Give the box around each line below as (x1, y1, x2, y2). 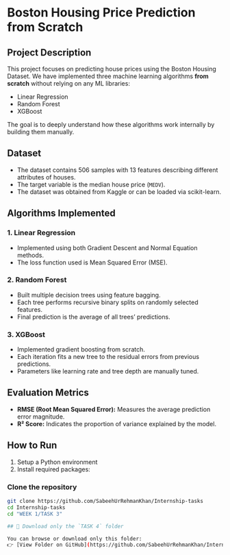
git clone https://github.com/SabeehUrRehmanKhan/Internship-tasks (7, 498, 204, 505)
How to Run (7, 440, 57, 452)
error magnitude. (16, 412, 65, 421)
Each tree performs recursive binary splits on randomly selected (16, 298, 199, 306)
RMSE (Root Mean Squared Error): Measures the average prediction (16, 405, 211, 413)
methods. (16, 251, 44, 259)
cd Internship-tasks (7, 504, 66, 511)
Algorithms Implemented (7, 208, 116, 219)
